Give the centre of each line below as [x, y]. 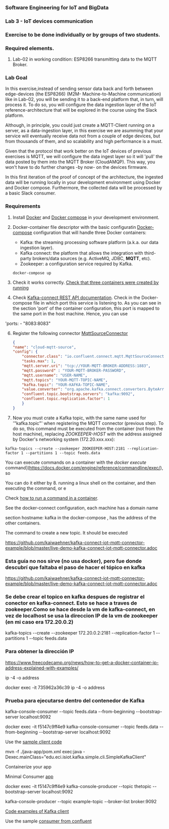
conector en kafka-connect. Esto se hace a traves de [71, 603]
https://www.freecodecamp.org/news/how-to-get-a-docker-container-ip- [82, 662]
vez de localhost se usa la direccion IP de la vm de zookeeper [81, 616]
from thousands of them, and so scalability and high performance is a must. [84, 141]
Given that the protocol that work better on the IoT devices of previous [78, 151]
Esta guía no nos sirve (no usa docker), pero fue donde [74, 561]
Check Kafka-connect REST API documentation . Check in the [76, 298]
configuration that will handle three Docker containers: [90, 232]
